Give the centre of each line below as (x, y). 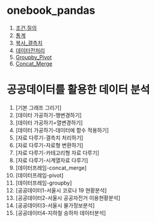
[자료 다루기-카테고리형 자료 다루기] (57, 153)
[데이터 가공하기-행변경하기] (48, 115)
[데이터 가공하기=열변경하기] (49, 122)
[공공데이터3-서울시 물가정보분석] (55, 205)
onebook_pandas (51, 11)
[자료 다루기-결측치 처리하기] (49, 137)
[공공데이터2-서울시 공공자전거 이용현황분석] (68, 198)
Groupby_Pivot (34, 57)
